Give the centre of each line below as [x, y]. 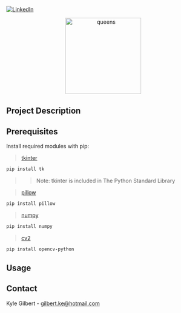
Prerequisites [32, 132]
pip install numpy [29, 226]
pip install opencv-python [40, 249]
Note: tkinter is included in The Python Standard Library [106, 181]
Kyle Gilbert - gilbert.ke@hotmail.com [53, 303]
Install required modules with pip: [48, 146]
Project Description [44, 111]
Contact [22, 289]
